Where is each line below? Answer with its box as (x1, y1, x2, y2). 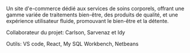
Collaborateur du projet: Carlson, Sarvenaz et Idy (6, 29, 126, 36)
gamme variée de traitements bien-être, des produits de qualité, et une (6, 11, 178, 18)
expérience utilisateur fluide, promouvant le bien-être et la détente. (6, 18, 169, 24)
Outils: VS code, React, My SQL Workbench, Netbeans (6, 41, 139, 47)
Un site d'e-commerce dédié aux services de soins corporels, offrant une (6, 5, 185, 12)
